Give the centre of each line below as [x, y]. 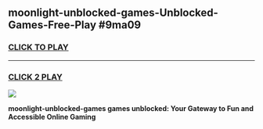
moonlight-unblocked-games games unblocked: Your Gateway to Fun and [131, 108]
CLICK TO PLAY [38, 48]
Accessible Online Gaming [52, 116]
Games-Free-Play [52, 25]
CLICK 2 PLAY [35, 77]
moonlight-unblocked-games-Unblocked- [113, 13]
